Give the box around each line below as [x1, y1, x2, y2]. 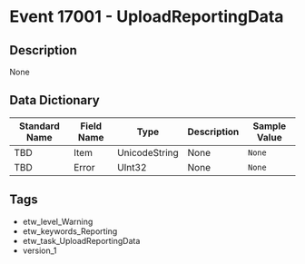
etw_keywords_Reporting [22, 225, 118, 237]
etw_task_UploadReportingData [22, 235, 141, 246]
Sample [252, 120, 287, 132]
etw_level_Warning [22, 216, 93, 227]
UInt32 [116, 161, 147, 173]
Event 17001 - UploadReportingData [9, 6, 284, 27]
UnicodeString [116, 146, 179, 159]
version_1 [22, 245, 57, 256]
